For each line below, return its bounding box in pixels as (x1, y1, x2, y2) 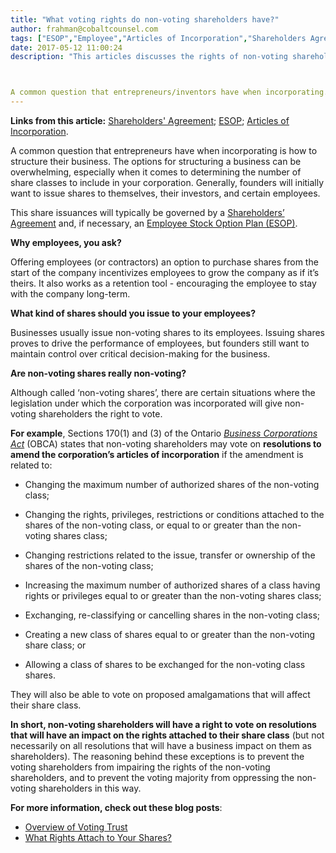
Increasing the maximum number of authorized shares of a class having (24, 579, 321, 591)
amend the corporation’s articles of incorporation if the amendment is (10, 449, 304, 460)
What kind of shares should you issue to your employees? (10, 307, 257, 319)
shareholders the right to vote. (38, 408, 163, 420)
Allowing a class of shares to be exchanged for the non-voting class (24, 659, 306, 670)
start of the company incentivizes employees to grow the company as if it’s (10, 267, 320, 278)
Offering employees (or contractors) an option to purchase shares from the (10, 256, 319, 268)
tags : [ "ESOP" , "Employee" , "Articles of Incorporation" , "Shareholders (10, 33, 307, 43)
